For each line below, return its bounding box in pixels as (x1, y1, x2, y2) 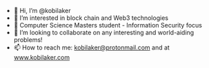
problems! (13, 36, 43, 44)
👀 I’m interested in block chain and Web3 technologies (13, 14, 169, 22)
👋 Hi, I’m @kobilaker (13, 7, 71, 14)
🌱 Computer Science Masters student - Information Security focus (13, 21, 202, 29)
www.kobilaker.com (13, 54, 70, 61)
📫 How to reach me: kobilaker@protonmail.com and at (13, 43, 170, 52)
